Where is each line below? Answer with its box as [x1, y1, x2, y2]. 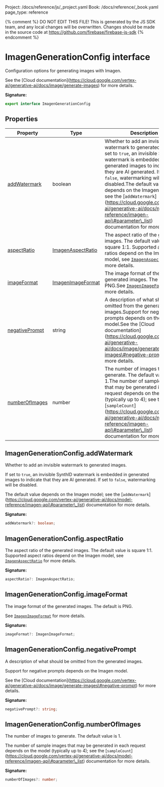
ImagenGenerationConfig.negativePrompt [5, 646, 137, 654]
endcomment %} [5, 34, 39, 40]
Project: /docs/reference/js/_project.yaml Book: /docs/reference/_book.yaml [5, 4, 159, 10]
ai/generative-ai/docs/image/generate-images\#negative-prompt [5, 682, 136, 688]
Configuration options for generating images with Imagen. [5, 68, 122, 73]
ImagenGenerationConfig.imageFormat [5, 590, 128, 599]
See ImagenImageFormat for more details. [5, 613, 85, 619]
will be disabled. [5, 482, 38, 488]
